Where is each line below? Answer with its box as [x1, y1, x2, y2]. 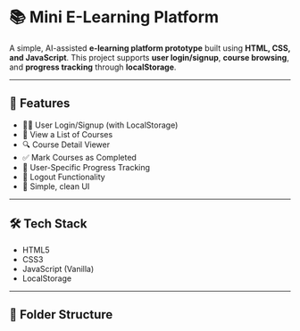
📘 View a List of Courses [21, 128, 113, 139]
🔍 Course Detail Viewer [21, 139, 110, 150]
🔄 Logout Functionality [21, 171, 105, 182]
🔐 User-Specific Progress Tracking [21, 161, 150, 172]
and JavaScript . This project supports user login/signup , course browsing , [9, 52, 290, 62]
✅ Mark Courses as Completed [21, 152, 137, 162]
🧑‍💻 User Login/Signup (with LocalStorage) [21, 120, 179, 130]
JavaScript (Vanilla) [21, 263, 95, 274]
